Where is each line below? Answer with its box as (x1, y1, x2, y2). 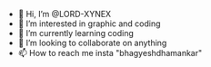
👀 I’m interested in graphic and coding (17, 18, 161, 29)
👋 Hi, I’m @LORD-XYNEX (17, 9, 112, 19)
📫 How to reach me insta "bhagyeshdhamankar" (17, 48, 203, 58)
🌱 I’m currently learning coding (17, 28, 135, 38)
